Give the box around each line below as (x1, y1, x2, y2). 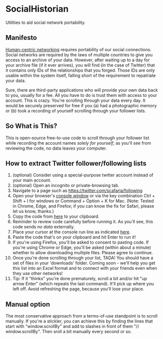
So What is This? (5, 122, 58, 130)
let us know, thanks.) (12, 208, 54, 214)
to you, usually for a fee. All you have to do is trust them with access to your (5, 92, 157, 98)
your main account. (12, 177, 51, 183)
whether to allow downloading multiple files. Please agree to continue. (12, 250, 153, 256)
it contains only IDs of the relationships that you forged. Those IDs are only (5, 67, 155, 73)
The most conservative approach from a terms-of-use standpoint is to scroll (5, 313, 158, 319)
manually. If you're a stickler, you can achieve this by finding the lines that (5, 318, 153, 324)
